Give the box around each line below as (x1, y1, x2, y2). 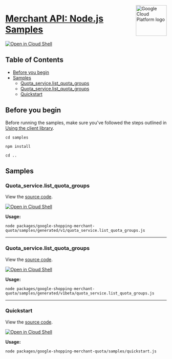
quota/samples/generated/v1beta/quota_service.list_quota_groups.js (5, 290, 155, 296)
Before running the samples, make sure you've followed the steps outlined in (5, 119, 167, 126)
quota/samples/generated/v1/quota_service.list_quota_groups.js (5, 228, 145, 233)
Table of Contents (5, 55, 64, 64)
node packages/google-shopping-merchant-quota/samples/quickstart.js (5, 349, 157, 354)
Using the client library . (5, 125, 54, 131)
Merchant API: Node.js (5, 13, 104, 25)
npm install (5, 144, 31, 149)
